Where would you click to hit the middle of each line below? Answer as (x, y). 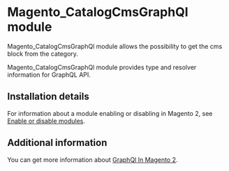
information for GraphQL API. (49, 75)
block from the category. (43, 54)
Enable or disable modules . (46, 121)
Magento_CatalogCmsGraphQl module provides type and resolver (102, 67)
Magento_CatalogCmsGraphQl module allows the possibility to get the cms (115, 46)
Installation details (48, 97)
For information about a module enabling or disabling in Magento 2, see (110, 113)
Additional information (57, 143)
